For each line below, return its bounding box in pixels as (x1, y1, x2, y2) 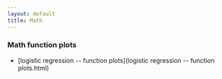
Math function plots (7, 40, 77, 50)
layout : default (7, 10, 55, 18)
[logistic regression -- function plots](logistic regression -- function (17, 56, 215, 64)
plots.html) (17, 63, 50, 72)
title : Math (7, 17, 43, 24)
